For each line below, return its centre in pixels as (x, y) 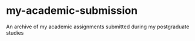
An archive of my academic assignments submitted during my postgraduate (98, 27)
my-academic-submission (72, 11)
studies (15, 32)
